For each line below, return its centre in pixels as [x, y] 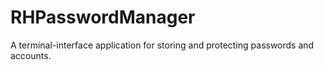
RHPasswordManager [103, 17]
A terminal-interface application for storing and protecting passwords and [162, 45]
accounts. [31, 55]
